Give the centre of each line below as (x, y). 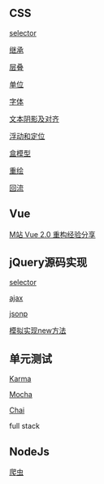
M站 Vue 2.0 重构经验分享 (52, 234)
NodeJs (29, 451)
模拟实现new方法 (38, 331)
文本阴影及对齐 (34, 119)
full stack (24, 426)
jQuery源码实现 (48, 263)
